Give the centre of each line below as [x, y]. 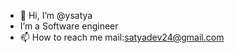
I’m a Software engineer [69, 26]
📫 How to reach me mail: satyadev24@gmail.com [122, 37]
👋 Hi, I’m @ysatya [56, 15]
